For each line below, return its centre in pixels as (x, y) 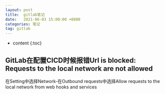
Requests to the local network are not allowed (79, 68)
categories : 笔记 (23, 24)
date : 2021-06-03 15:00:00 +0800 (43, 19)
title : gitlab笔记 (25, 15)
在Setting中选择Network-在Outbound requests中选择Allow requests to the (82, 81)
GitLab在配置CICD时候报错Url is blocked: (71, 60)
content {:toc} (27, 43)
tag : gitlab (18, 29)
